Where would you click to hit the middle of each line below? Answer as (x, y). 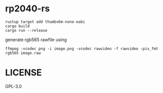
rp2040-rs (27, 9)
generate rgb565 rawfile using (36, 40)
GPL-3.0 (14, 86)
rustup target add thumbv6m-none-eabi (45, 22)
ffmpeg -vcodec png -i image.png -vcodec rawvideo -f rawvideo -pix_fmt (82, 48)
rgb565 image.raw (23, 53)
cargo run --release (27, 30)
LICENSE (24, 73)
